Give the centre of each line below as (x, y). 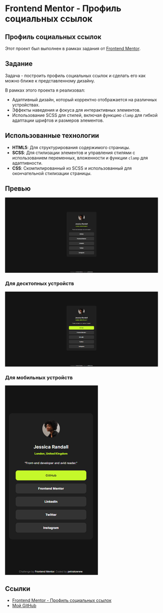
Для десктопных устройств (40, 284)
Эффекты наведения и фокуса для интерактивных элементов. (76, 110)
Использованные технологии (52, 136)
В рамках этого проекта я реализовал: (45, 90)
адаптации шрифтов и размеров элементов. (58, 120)
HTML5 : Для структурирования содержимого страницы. (71, 147)
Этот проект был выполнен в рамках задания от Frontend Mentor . (73, 48)
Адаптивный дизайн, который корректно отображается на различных (84, 99)
